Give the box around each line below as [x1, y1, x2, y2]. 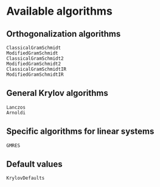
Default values [6, 159, 63, 169]
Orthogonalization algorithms [6, 29, 121, 39]
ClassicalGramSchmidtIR [6, 66, 67, 72]
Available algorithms [6, 4, 113, 18]
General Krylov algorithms [6, 88, 108, 98]
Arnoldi [6, 109, 26, 116]
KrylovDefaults [6, 175, 45, 182]
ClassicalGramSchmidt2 [6, 56, 64, 62]
